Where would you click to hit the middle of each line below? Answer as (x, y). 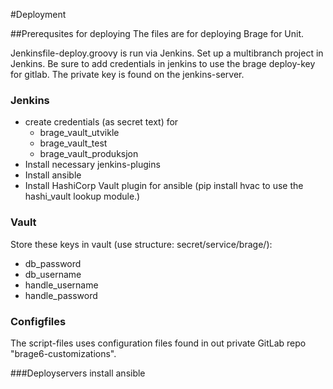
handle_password (61, 295)
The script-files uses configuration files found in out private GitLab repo (158, 343)
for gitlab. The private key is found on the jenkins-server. (127, 74)
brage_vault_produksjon (89, 154)
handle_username (61, 285)
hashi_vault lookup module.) (82, 196)
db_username (53, 274)
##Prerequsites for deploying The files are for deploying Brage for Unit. (157, 33)
